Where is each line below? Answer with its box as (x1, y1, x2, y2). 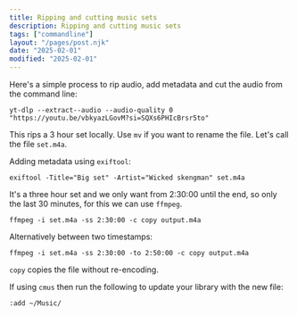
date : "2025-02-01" (9, 46, 82, 55)
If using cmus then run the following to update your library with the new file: (9, 282, 284, 292)
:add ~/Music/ (9, 299, 62, 308)
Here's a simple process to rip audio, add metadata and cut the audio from (9, 79, 283, 89)
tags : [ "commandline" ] (9, 29, 94, 38)
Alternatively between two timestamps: (9, 231, 153, 242)
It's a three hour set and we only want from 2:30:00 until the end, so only (9, 189, 278, 199)
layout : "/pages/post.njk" (9, 37, 110, 47)
